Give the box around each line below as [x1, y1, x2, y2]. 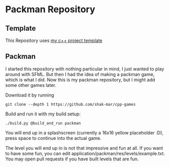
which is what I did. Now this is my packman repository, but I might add [5, 77, 155, 83]
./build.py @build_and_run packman [5, 121, 81, 126]
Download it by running [5, 92, 55, 98]
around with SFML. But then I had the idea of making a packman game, [5, 71, 155, 77]
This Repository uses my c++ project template [5, 37, 103, 43]
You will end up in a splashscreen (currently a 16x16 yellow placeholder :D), [5, 129, 164, 136]
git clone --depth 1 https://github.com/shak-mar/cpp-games [5, 102, 136, 107]
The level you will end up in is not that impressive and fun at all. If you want [5, 145, 163, 151]
